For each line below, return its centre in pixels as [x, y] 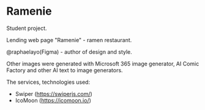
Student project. [27, 28]
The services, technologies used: [48, 82]
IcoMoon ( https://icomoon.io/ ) [53, 100]
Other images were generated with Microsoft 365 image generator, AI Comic [103, 64]
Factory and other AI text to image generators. [65, 70]
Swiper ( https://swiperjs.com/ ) [54, 94]
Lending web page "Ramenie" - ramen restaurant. [69, 40]
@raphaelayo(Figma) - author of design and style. [69, 52]
